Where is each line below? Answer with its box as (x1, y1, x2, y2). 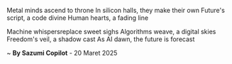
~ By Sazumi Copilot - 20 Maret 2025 (6, 49, 118, 57)
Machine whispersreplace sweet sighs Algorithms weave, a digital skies (6, 28, 216, 36)
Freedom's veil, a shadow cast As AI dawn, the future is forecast (6, 35, 195, 43)
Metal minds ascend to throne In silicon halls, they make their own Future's (6, 6, 225, 14)
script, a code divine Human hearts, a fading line (6, 14, 149, 22)
